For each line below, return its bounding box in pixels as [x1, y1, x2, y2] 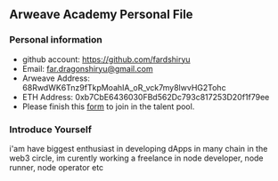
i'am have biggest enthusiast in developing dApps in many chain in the [9, 143, 268, 153]
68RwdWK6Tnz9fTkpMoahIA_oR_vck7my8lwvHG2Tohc [21, 82, 226, 92]
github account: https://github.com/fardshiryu [21, 53, 191, 65]
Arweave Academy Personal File [9, 7, 193, 22]
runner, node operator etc [9, 161, 104, 172]
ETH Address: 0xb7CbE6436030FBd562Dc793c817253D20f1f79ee [21, 91, 270, 102]
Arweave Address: [21, 73, 91, 83]
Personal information [9, 34, 102, 46]
